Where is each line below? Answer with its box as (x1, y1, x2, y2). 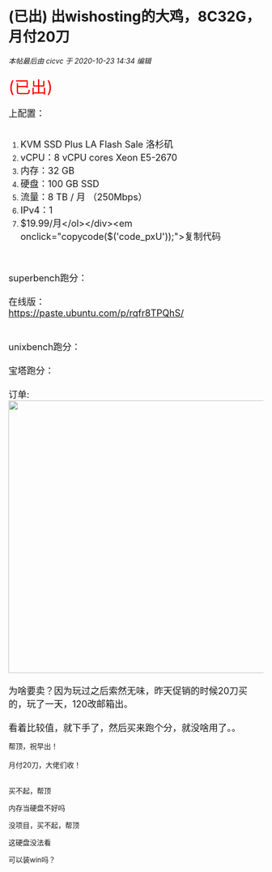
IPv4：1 (19, 204, 53, 216)
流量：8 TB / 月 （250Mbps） (19, 191, 147, 203)
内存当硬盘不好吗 (8, 803, 66, 813)
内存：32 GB (19, 165, 75, 177)
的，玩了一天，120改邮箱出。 (8, 698, 134, 710)
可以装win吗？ (8, 854, 57, 864)
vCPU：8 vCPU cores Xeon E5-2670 (19, 152, 178, 163)
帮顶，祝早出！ (8, 741, 58, 750)
